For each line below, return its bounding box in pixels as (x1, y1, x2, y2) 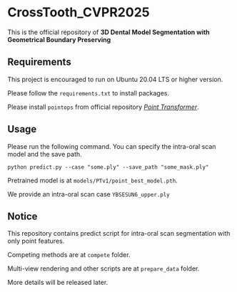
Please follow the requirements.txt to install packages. (7, 88, 170, 97)
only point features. (7, 236, 65, 246)
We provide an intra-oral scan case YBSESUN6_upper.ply (7, 189, 170, 198)
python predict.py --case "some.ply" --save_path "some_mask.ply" (7, 163, 209, 171)
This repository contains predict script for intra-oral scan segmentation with (7, 229, 231, 238)
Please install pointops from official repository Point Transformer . (7, 103, 199, 111)
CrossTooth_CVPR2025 (7, 4, 150, 21)
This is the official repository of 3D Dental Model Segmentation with (7, 28, 211, 36)
